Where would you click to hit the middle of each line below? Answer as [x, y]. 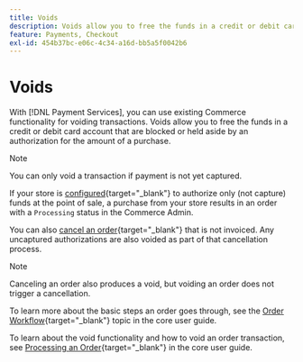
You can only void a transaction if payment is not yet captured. [126, 176]
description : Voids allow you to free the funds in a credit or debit [145, 26]
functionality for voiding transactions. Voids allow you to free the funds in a [149, 122]
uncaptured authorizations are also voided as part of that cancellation [139, 240]
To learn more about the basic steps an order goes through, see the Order [147, 311]
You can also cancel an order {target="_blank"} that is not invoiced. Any [142, 230]
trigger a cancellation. [50, 294]
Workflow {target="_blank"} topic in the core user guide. [113, 321]
